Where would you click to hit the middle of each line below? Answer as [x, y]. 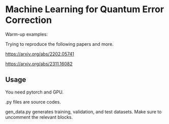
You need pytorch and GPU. [34, 92]
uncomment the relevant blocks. [39, 117]
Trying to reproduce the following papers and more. [59, 44]
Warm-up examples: [27, 34]
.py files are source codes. [33, 102]
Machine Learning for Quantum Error [85, 9]
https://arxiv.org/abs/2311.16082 [39, 64]
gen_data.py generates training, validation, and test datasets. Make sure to [83, 112]
